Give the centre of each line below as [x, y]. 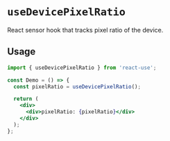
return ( [26, 99]
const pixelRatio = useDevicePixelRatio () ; [77, 86]
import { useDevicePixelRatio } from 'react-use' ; [82, 68]
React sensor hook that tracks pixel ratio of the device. [85, 30]
